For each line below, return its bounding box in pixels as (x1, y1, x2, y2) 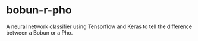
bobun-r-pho (6, 4, 73, 17)
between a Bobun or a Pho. (6, 29, 73, 36)
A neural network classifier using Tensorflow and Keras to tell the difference (6, 23, 193, 30)
